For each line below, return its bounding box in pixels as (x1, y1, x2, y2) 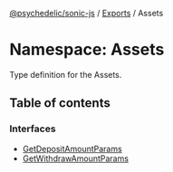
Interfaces (9, 122, 56, 135)
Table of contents (9, 95, 111, 111)
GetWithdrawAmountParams (22, 153, 130, 164)
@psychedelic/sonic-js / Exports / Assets (9, 8, 164, 18)
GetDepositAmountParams (22, 143, 122, 154)
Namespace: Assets (9, 40, 165, 60)
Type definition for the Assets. (9, 69, 122, 80)
